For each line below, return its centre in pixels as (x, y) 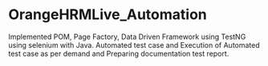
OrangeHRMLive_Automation (108, 15)
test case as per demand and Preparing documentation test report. (119, 53)
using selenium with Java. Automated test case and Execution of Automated (134, 45)
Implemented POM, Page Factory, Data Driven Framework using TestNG (127, 37)
